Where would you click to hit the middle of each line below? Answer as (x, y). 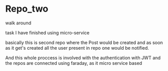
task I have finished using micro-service (47, 32)
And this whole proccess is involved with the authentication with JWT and (83, 58)
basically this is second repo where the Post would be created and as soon (84, 42)
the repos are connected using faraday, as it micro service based (74, 63)
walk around (18, 23)
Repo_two (27, 9)
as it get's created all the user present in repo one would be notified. (77, 48)
